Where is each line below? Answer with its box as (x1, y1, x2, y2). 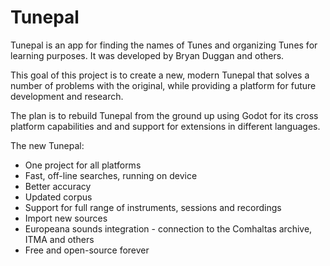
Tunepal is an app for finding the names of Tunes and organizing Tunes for (10, 39, 318, 51)
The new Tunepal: (10, 139, 85, 151)
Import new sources (24, 212, 108, 224)
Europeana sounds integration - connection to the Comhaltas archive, (24, 222, 313, 235)
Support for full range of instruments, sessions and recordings (24, 201, 282, 213)
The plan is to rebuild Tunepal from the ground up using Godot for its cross (10, 109, 319, 121)
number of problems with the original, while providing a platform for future (10, 79, 317, 91)
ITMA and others (24, 233, 95, 245)
